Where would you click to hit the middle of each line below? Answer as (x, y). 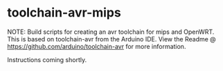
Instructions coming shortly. (47, 59)
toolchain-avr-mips (64, 13)
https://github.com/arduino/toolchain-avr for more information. (97, 46)
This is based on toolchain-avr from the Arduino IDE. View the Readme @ (111, 39)
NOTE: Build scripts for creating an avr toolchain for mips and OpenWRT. (111, 32)
